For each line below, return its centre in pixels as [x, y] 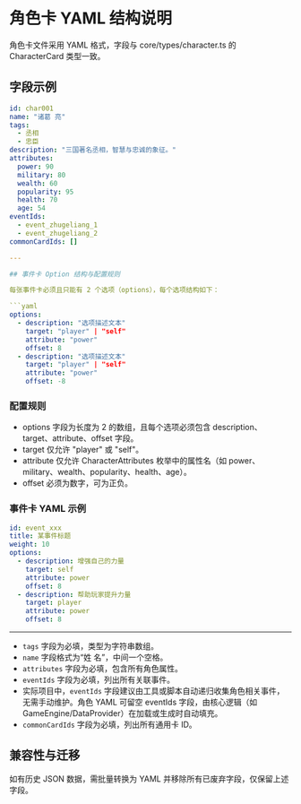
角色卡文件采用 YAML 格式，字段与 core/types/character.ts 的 [123, 45]
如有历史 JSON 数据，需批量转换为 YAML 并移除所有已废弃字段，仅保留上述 [149, 778]
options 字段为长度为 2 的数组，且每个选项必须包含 [116, 428]
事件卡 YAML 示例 [48, 509]
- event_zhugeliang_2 [58, 233]
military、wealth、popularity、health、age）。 [107, 472]
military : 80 [42, 175]
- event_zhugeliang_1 [58, 225]
